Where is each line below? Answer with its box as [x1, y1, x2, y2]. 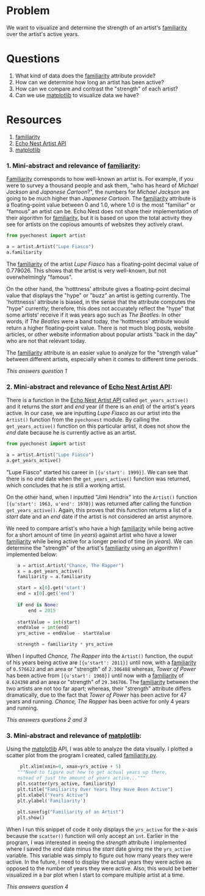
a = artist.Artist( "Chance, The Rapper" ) [17, 562, 124, 568]
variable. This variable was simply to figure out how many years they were [6, 852, 193, 859]
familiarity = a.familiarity [17, 574, 92, 580]
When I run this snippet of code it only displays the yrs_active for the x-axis [6, 826, 198, 833]
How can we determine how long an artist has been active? [15, 78, 165, 86]
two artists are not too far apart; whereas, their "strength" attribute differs [6, 685, 192, 692]
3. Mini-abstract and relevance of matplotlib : [6, 731, 142, 740]
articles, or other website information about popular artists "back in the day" [6, 331, 198, 338]
